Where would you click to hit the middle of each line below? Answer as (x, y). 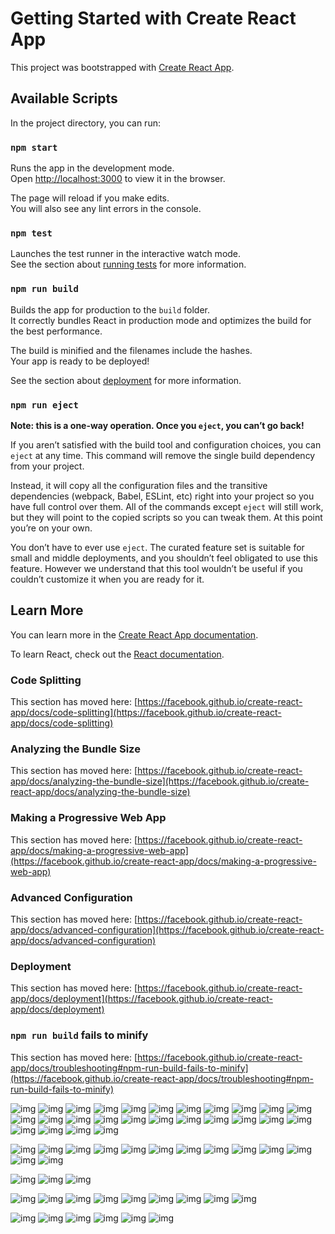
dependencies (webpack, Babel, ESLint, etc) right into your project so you (162, 496)
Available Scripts (64, 98)
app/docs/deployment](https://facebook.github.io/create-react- (141, 999)
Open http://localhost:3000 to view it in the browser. (118, 179)
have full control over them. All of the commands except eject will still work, (167, 506)
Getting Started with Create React (153, 18)
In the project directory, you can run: (85, 123)
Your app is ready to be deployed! (80, 361)
